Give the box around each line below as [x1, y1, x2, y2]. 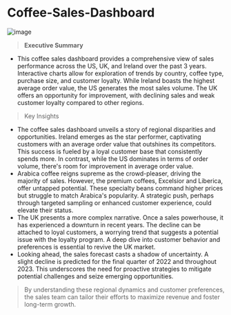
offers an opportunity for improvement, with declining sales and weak [17, 91, 215, 99]
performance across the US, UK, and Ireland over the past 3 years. [17, 61, 207, 70]
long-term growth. [23, 300, 77, 308]
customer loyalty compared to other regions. [17, 98, 144, 106]
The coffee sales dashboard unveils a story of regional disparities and [17, 125, 216, 133]
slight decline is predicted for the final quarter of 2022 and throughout [17, 257, 217, 265]
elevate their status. [17, 206, 74, 214]
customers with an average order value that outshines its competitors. [17, 140, 217, 148]
